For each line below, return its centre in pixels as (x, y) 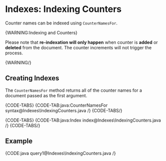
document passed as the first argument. (46, 95)
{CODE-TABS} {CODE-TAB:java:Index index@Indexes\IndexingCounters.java (83, 120)
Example (19, 141)
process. (14, 53)
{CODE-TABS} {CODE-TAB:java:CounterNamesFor (56, 105)
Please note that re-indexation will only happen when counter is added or (82, 42)
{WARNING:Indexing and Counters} (41, 32)
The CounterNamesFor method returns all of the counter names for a (74, 90)
